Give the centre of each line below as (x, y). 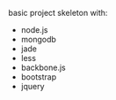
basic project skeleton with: (58, 13)
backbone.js (43, 67)
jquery (33, 86)
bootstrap (39, 77)
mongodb (38, 39)
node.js (35, 30)
